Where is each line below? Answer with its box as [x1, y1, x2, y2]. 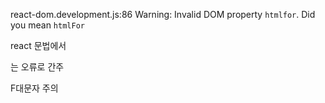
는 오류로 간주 [10, 61, 65, 73]
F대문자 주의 [10, 82, 59, 94]
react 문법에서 [10, 40, 67, 51]
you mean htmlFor [10, 19, 85, 31]
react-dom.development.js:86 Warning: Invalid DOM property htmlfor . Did [10, 9, 316, 20]
